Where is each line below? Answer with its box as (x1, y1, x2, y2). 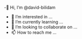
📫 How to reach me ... (11, 29, 57, 35)
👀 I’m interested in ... (11, 14, 53, 19)
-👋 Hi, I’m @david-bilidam (4, 5, 56, 10)
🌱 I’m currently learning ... (11, 19, 63, 25)
